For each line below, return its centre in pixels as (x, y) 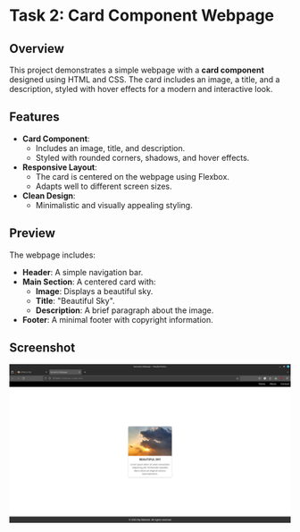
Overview (37, 49)
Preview (33, 233)
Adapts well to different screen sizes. (104, 186)
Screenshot (42, 348)
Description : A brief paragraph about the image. (125, 310)
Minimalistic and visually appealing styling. (114, 205)
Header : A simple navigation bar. (83, 272)
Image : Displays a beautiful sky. (94, 291)
